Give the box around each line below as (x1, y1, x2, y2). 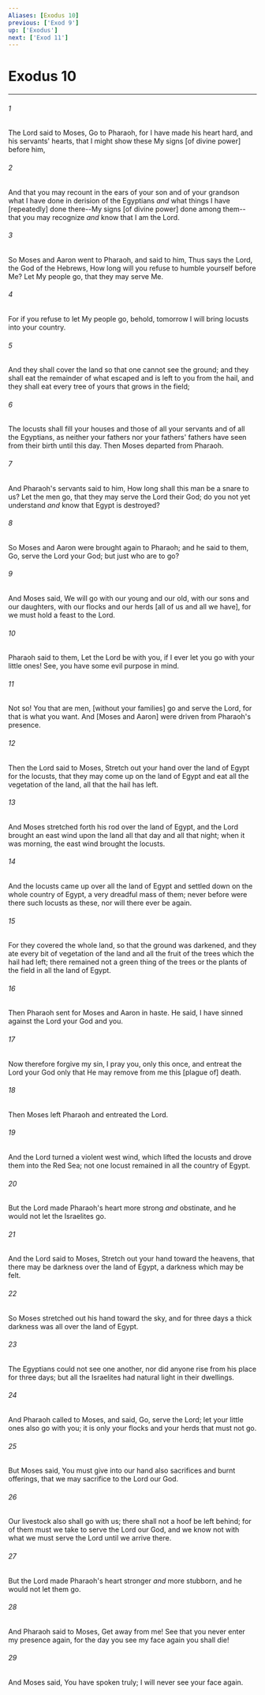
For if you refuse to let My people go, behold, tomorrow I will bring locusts (8, 315, 249, 323)
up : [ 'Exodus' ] (8, 26, 58, 34)
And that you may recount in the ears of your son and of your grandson (8, 187, 240, 197)
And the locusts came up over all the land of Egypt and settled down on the (8, 881, 253, 891)
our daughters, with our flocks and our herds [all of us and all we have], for (8, 602, 252, 612)
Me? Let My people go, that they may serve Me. (8, 271, 164, 281)
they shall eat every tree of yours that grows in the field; (8, 382, 190, 391)
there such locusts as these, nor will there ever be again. (8, 898, 192, 907)
